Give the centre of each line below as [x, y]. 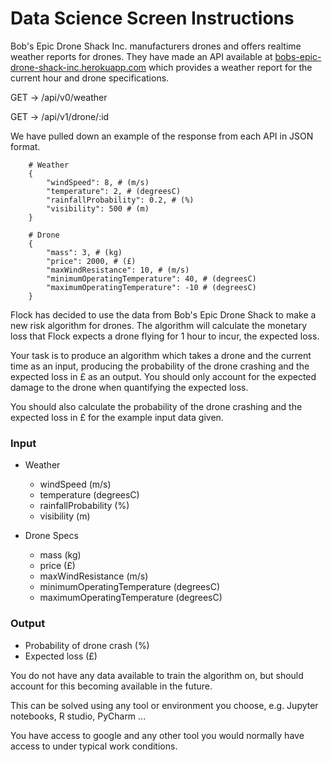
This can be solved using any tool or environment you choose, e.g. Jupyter [164, 705]
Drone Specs [51, 536]
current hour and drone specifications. [90, 78]
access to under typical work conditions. [94, 746]
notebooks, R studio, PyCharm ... [78, 716]
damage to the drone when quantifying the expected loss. [129, 387]
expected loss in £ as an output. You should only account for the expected [163, 376]
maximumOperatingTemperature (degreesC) [131, 598]
